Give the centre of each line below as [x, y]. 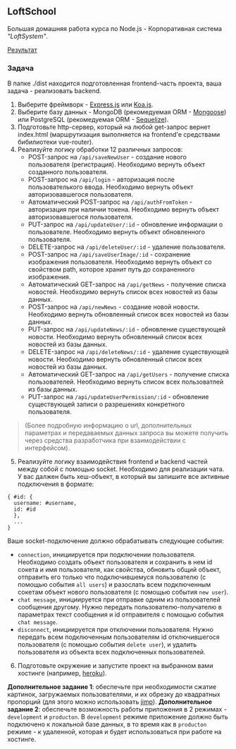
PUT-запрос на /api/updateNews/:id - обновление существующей [127, 329]
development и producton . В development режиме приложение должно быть [118, 717]
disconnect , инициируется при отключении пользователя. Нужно [115, 630]
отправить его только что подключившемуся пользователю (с [112, 577]
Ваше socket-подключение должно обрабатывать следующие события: [116, 541]
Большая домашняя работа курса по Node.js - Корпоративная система [115, 28]
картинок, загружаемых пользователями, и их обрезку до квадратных [114, 695]
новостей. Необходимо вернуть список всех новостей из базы [123, 292]
